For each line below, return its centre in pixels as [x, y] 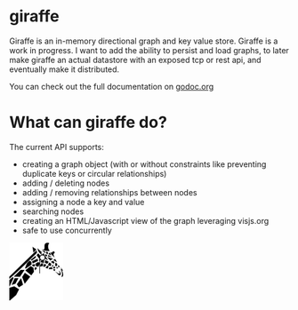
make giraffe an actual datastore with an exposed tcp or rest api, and [135, 60]
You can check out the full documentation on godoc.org [112, 86]
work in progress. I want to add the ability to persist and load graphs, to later [149, 50]
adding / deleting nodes [65, 183]
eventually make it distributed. [64, 69]
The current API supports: [57, 147]
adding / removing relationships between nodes [109, 192]
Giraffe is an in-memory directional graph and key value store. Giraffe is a [144, 41]
